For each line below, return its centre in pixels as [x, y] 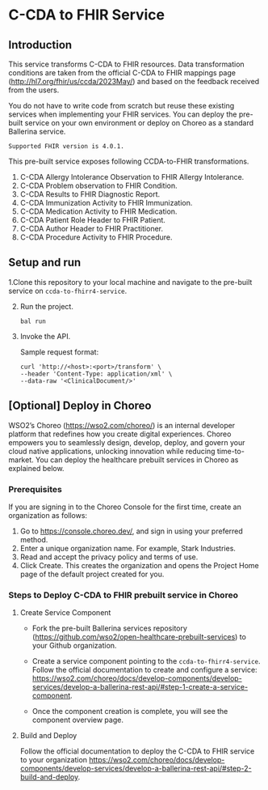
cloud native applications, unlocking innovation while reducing [112, 451]
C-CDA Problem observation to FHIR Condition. [98, 185]
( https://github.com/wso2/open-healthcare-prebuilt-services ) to [139, 637]
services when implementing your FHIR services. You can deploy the [123, 114]
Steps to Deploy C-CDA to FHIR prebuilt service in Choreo [123, 595]
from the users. [34, 90]
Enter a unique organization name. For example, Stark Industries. [128, 548]
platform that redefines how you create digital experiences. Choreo [120, 434]
